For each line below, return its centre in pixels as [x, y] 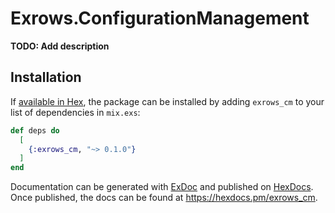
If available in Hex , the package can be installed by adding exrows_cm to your [167, 101]
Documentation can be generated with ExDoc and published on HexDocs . [162, 187]
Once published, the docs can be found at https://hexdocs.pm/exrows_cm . [164, 198]
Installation [46, 77]
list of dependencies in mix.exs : [75, 112]
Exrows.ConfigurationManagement [160, 18]
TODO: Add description [60, 46]
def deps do [35, 130]
